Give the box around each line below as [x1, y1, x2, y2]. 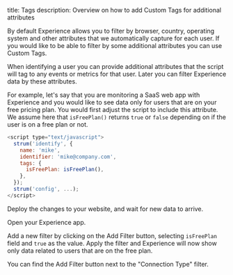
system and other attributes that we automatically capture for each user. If [7, 34, 220, 42]
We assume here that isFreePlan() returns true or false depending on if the [7, 113, 226, 121]
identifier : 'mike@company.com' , [19, 153, 117, 160]
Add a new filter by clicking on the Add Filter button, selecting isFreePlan [7, 231, 218, 239]
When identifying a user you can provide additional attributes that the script [7, 63, 224, 70]
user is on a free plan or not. [7, 120, 88, 128]
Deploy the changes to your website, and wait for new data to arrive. [7, 205, 204, 213]
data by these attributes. [7, 77, 78, 86]
